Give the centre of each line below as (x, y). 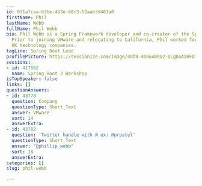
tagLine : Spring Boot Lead (40, 51)
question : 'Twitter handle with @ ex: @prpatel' (74, 135)
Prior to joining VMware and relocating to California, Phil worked (99, 40)
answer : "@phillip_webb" (43, 146)
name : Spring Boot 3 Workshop (49, 73)
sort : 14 (23, 118)
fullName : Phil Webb (32, 29)
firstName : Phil (26, 17)
